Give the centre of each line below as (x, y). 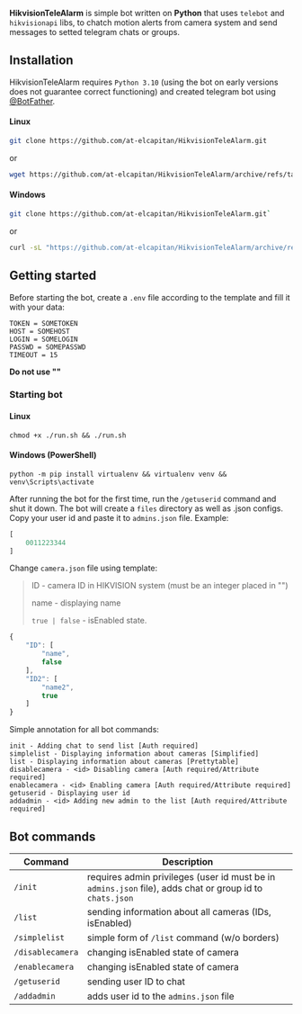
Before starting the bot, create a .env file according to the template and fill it (150, 297)
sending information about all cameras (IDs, (179, 912)
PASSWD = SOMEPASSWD (48, 347)
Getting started (53, 276)
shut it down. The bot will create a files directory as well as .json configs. (146, 508)
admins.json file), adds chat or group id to (175, 888)
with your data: (37, 307)
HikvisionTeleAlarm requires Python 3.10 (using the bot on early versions (144, 82)
